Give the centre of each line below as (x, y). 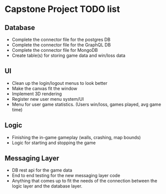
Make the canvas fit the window (44, 88)
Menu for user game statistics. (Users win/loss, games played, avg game (86, 104)
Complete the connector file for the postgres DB (61, 39)
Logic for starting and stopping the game (54, 143)
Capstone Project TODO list (62, 9)
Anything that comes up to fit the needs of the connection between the (84, 181)
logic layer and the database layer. (47, 186)
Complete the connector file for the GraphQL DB (61, 45)
